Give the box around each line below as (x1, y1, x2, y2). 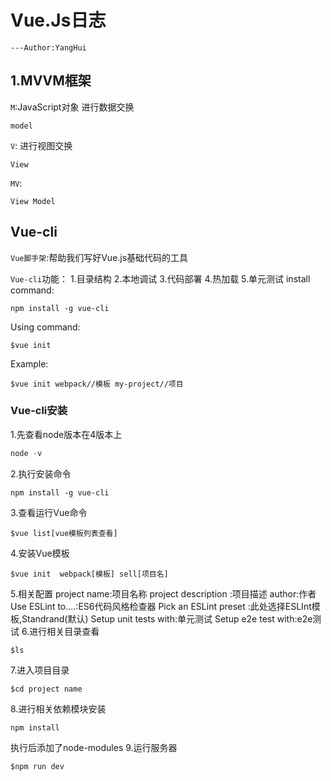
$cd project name (10, 684, 83, 694)
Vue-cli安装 (10, 404, 68, 418)
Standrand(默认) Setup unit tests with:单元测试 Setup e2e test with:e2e (21, 612, 313, 625)
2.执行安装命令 (10, 467, 72, 480)
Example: (10, 357, 49, 370)
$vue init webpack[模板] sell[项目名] (10, 569, 169, 579)
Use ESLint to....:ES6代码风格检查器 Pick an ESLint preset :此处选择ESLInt (10, 600, 312, 612)
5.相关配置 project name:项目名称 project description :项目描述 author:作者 (10, 587, 317, 600)
